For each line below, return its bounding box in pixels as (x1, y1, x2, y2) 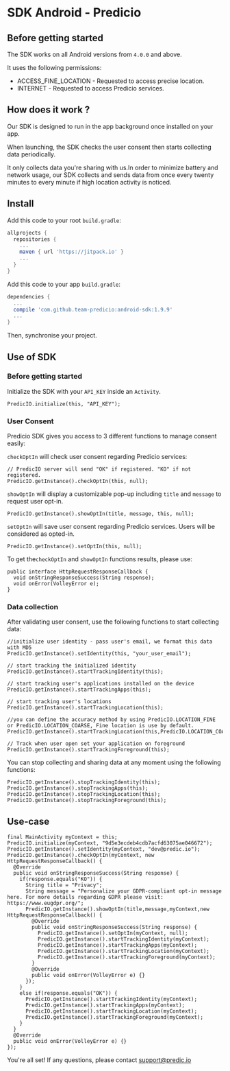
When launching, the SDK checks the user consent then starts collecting (7, 143, 212, 151)
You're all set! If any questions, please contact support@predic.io (7, 1056, 192, 1064)
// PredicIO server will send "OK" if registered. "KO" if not (7, 466, 192, 473)
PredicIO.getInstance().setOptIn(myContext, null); (37, 930, 188, 937)
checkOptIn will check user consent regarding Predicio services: (7, 453, 188, 461)
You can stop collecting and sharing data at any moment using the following (7, 758, 221, 766)
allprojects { (7, 229, 48, 236)
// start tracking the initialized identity (7, 662, 136, 670)
